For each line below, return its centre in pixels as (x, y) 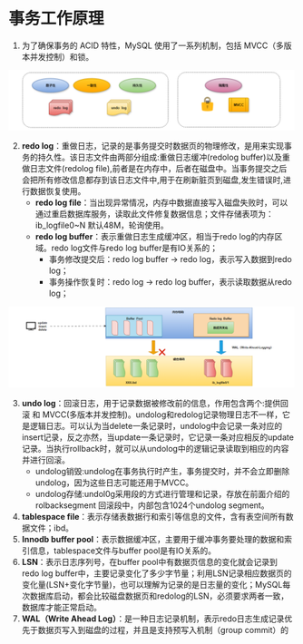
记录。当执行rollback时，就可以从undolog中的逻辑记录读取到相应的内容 (155, 449)
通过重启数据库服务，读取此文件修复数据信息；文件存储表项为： (154, 214)
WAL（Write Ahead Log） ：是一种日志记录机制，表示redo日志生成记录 (153, 619)
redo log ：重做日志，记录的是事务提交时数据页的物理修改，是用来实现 (153, 146)
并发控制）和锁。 (62, 56)
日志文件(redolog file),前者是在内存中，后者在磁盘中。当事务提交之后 (158, 169)
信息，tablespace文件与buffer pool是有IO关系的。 (123, 551)
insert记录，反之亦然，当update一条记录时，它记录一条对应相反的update (157, 437)
